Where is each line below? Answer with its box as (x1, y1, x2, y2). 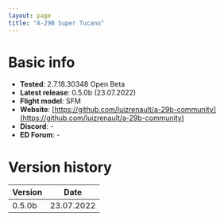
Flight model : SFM (19, 96, 81, 106)
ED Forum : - (19, 130, 60, 140)
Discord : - (19, 122, 54, 131)
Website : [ (19, 105, 55, 114)
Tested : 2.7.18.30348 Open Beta (19, 79, 126, 89)
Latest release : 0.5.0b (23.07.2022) (19, 88, 137, 98)
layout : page (8, 11, 52, 20)
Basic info (8, 53, 75, 72)
